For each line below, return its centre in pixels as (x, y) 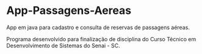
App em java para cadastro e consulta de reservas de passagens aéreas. (98, 27)
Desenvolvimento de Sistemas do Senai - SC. (63, 46)
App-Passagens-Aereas (69, 11)
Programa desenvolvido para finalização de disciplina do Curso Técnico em (101, 39)
